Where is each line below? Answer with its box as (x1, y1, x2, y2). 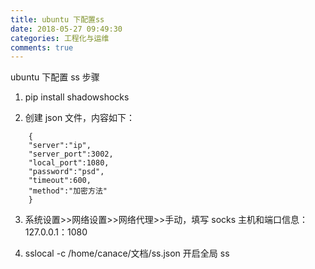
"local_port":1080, (28, 158, 110, 168)
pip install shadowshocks (24, 91, 130, 103)
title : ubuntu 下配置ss (10, 14, 105, 25)
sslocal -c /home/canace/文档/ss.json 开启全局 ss (24, 247, 230, 260)
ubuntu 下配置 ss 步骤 (10, 71, 100, 83)
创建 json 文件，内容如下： (24, 112, 136, 124)
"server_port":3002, (28, 149, 114, 160)
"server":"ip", (28, 141, 92, 151)
